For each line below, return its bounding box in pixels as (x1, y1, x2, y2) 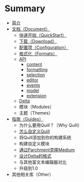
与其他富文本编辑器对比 (19, 159, 67, 165)
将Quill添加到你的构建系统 (19, 134, 72, 140)
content (26, 61, 42, 67)
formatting (26, 66, 48, 72)
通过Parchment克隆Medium (19, 147, 75, 152)
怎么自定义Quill (19, 128, 50, 134)
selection (26, 72, 45, 78)
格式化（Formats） (19, 50, 57, 57)
